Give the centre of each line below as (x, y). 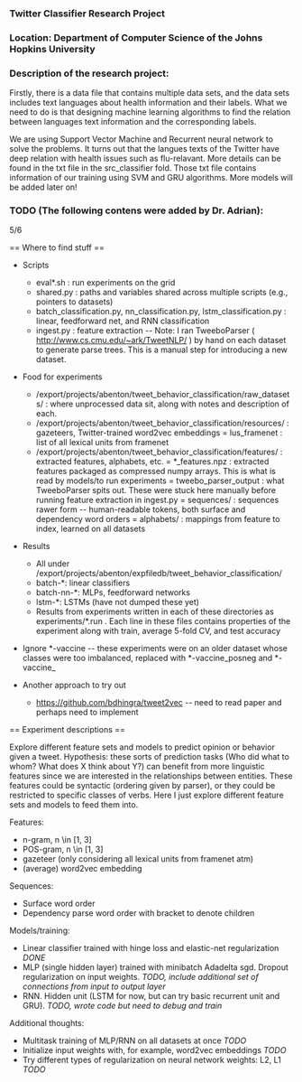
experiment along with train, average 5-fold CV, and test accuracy (158, 631)
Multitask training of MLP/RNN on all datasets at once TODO (134, 1040)
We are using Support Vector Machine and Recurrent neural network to (141, 139)
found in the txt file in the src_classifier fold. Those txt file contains (133, 168)
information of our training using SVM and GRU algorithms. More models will (151, 178)
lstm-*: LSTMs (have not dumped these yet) (118, 602)
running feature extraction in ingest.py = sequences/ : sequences (157, 500)
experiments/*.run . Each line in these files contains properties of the (163, 621)
